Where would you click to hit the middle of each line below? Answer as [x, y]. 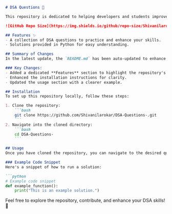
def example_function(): [32, 186]
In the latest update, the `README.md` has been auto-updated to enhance [86, 59]
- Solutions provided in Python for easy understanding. [67, 45]
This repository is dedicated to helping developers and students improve [87, 16]
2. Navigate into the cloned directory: [49, 125]
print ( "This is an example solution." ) [57, 191]
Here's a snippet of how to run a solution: [53, 167]
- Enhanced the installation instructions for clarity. [66, 77]
